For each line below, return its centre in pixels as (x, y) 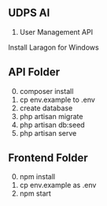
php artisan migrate (51, 116)
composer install (46, 91)
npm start (35, 193)
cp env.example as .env (58, 185)
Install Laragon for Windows (54, 47)
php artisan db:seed (52, 125)
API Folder (34, 72)
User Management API (56, 32)
